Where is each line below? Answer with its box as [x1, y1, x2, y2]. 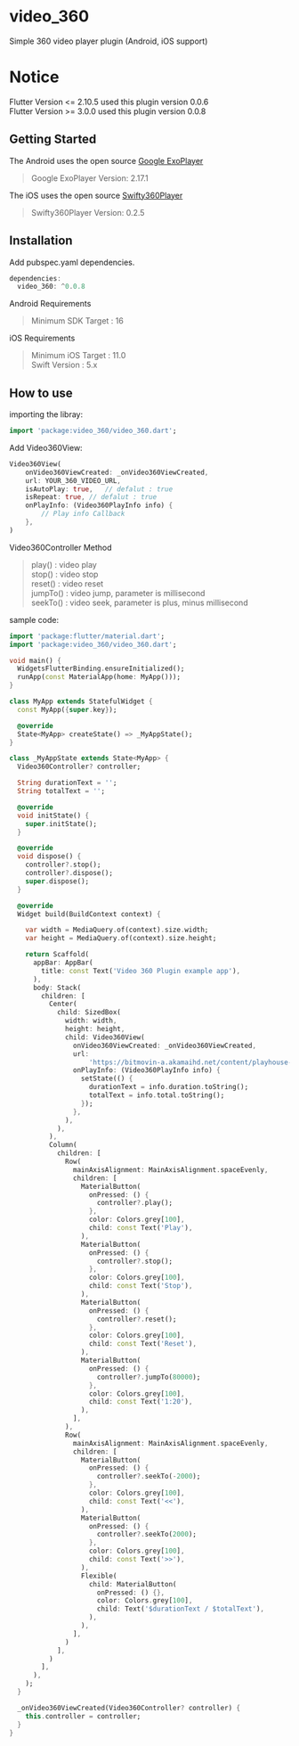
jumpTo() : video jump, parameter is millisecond [30, 587, 206, 598]
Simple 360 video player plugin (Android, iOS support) [9, 36, 208, 46]
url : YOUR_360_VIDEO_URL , [25, 476, 122, 485]
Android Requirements [9, 299, 92, 309]
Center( [48, 1000, 77, 1009]
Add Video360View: [9, 442, 83, 453]
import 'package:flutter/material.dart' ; [9, 631, 166, 641]
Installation [9, 234, 73, 249]
